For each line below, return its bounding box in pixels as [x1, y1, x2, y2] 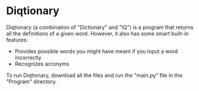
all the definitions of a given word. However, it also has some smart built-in [6, 30, 189, 37]
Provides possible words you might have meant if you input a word [14, 47, 178, 54]
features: [6, 36, 29, 43]
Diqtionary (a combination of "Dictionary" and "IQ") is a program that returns [6, 24, 194, 31]
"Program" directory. [6, 78, 58, 85]
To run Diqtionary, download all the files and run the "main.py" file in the [6, 71, 183, 79]
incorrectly [14, 54, 42, 61]
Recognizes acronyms [14, 60, 70, 67]
